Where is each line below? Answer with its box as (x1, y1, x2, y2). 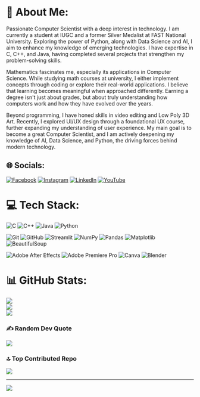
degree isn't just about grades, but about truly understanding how (6, 94, 168, 101)
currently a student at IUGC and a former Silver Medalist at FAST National (6, 31, 186, 38)
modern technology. (6, 143, 56, 150)
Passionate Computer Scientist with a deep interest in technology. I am (6, 25, 180, 32)
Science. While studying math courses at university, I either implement (6, 75, 179, 82)
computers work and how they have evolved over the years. (6, 100, 154, 107)
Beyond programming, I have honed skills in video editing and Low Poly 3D (6, 111, 189, 119)
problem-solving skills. (6, 57, 62, 64)
